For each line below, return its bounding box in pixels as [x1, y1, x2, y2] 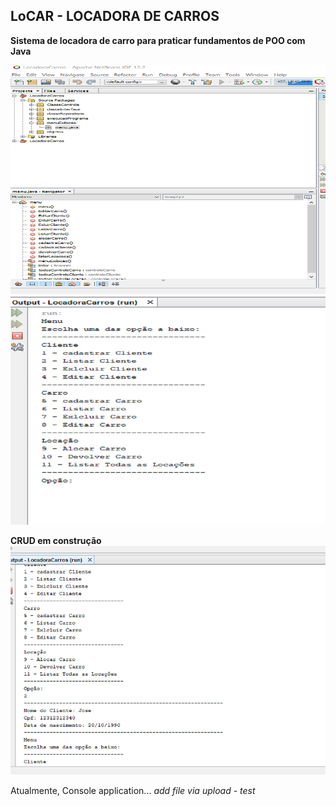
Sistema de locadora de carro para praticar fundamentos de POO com [10, 34, 306, 46]
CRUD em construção [10, 535, 102, 547]
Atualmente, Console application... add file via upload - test [10, 785, 256, 797]
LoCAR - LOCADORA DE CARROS [10, 8, 220, 25]
